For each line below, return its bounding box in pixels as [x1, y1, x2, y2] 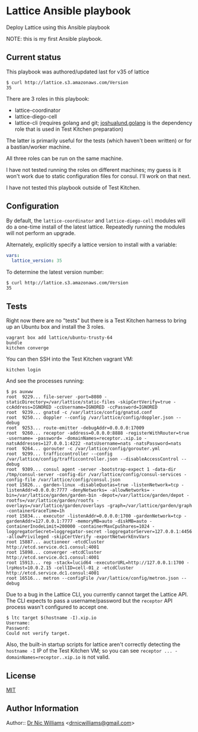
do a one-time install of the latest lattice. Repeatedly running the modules [6, 223, 186, 230]
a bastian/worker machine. [6, 143, 71, 150]
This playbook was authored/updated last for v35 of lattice [6, 68, 149, 75]
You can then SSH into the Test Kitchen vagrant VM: [6, 355, 133, 362]
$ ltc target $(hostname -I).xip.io [6, 615, 97, 621]
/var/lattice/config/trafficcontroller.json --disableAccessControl [6, 456, 179, 463]
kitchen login [6, 367, 41, 373]
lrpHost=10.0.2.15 [6, 565, 52, 571]
